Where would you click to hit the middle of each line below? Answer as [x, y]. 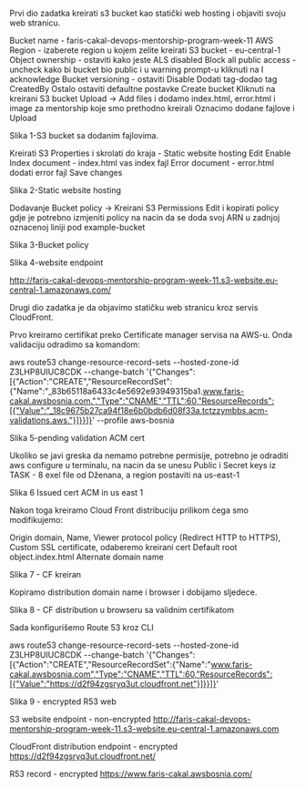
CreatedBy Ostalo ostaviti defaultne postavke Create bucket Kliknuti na [142, 89]
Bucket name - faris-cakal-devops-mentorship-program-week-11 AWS [142, 41]
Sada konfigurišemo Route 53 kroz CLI [82, 627]
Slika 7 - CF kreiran [46, 574]
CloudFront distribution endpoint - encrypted [94, 747]
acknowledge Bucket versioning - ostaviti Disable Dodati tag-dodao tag [143, 79]
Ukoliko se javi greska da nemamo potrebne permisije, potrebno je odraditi [149, 455]
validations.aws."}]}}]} [51, 420]
